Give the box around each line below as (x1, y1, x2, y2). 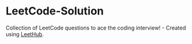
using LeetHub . (5, 30, 44, 37)
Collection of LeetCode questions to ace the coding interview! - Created (5, 24, 187, 31)
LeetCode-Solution (5, 4, 104, 18)
